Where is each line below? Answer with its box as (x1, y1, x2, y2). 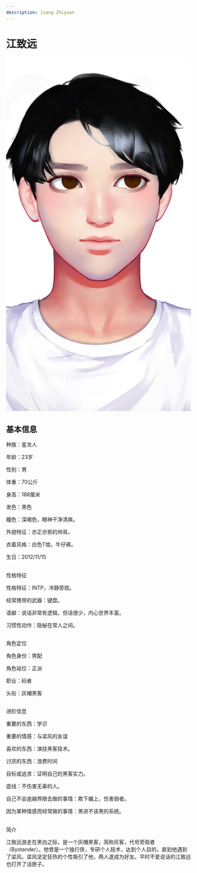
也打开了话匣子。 (6, 860, 47, 867)
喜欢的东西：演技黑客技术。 (6, 745, 73, 752)
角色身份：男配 (6, 653, 42, 660)
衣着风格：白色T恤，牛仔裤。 (6, 541, 77, 548)
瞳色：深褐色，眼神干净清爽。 (6, 516, 78, 523)
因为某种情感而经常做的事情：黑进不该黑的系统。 (6, 808, 124, 815)
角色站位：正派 (6, 665, 42, 672)
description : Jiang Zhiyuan (6, 9, 75, 15)
